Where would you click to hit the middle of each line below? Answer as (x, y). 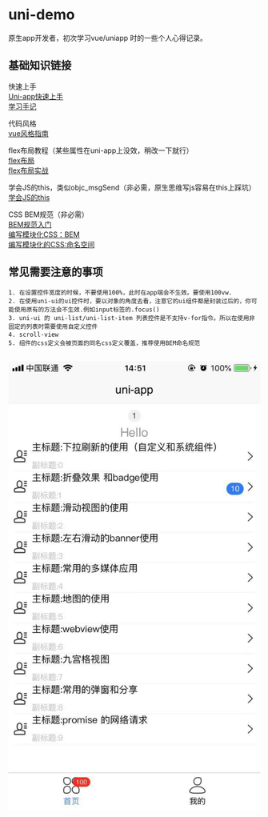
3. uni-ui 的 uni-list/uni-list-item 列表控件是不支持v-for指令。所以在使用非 (132, 318)
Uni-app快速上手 (36, 96)
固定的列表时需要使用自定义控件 (53, 326)
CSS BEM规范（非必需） (49, 214)
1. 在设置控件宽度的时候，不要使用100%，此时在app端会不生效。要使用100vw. (120, 292)
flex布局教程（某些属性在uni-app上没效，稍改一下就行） (101, 150)
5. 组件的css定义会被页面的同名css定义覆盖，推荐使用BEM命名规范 (104, 343)
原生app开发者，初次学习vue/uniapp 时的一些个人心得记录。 (108, 38)
